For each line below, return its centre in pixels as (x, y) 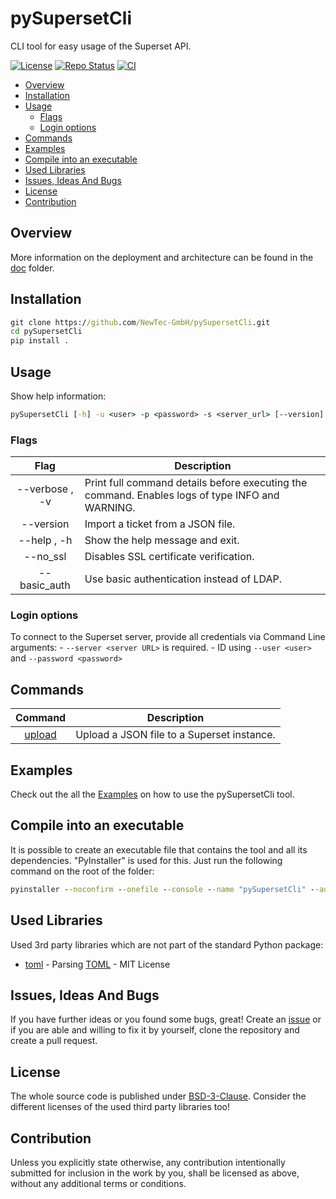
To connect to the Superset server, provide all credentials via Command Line (168, 637)
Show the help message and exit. (162, 540)
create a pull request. (54, 1041)
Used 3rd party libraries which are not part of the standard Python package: (167, 944)
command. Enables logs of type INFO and (182, 495)
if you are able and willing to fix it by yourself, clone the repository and (155, 1030)
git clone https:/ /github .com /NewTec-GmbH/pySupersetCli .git (140, 322)
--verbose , (45, 489)
